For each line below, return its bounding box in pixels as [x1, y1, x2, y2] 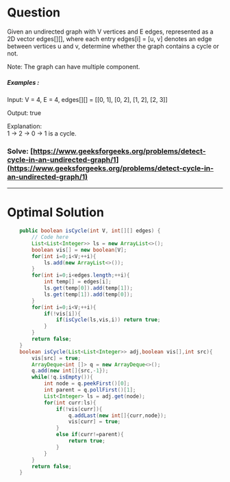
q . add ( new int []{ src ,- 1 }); [31, 368, 109, 375]
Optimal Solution [7, 205, 105, 220]
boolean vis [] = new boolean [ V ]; [31, 246, 127, 253]
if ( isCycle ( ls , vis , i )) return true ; [55, 316, 161, 323]
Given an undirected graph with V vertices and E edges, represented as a [7, 27, 214, 36]
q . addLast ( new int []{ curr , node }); [68, 412, 167, 419]
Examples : [7, 78, 40, 86]
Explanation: [7, 122, 42, 130]
